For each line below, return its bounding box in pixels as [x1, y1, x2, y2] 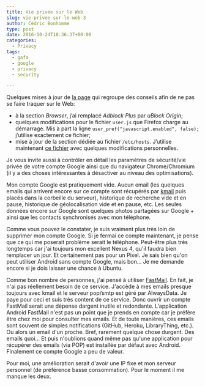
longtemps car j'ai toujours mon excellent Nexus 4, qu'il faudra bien [6, 245, 177, 253]
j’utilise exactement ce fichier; [15, 132, 91, 139]
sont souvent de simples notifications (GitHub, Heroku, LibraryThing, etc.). [6, 322, 194, 329]
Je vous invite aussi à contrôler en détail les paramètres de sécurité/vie [6, 157, 187, 164]
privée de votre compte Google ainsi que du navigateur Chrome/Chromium [6, 163, 195, 170]
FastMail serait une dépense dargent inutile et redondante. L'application [6, 302, 187, 310]
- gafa [12, 54, 29, 61]
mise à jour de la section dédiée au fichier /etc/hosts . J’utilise [15, 138, 172, 146]
